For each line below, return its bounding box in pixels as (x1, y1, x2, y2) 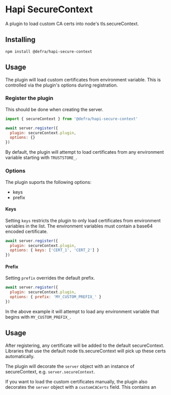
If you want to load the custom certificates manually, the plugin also (5, 378, 148, 385)
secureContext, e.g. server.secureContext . (5, 368, 95, 375)
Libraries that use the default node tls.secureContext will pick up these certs (5, 347, 166, 354)
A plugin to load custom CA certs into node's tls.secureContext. (5, 20, 139, 27)
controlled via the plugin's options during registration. (5, 82, 118, 88)
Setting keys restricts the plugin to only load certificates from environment (5, 217, 161, 223)
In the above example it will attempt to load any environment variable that (5, 308, 159, 315)
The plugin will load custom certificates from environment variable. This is (5, 76, 161, 82)
